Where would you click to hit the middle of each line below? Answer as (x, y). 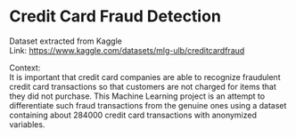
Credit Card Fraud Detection (115, 16)
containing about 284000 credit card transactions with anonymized (133, 115)
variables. (27, 124)
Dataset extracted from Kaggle (66, 41)
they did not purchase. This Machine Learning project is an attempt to (137, 96)
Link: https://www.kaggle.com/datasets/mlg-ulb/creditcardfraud (127, 50)
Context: (25, 68)
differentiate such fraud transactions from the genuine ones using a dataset (148, 105)
